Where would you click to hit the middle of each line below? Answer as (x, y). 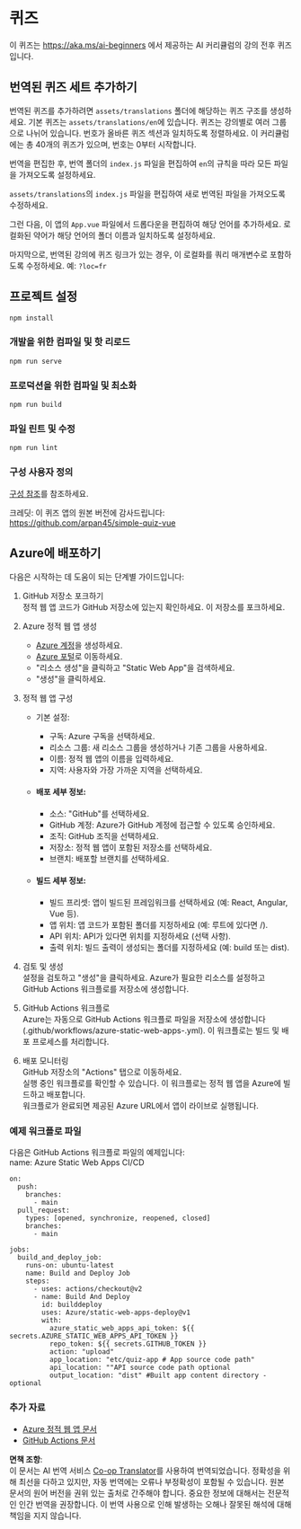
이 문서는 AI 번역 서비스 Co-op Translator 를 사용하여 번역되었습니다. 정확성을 (145, 1471)
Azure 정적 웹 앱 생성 (59, 626)
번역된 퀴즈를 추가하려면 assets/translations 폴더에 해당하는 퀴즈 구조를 (138, 110)
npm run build (36, 405)
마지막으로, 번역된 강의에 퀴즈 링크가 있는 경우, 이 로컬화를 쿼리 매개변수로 (138, 254)
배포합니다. (66, 1094)
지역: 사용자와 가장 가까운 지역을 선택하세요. (126, 770)
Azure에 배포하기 (55, 553)
